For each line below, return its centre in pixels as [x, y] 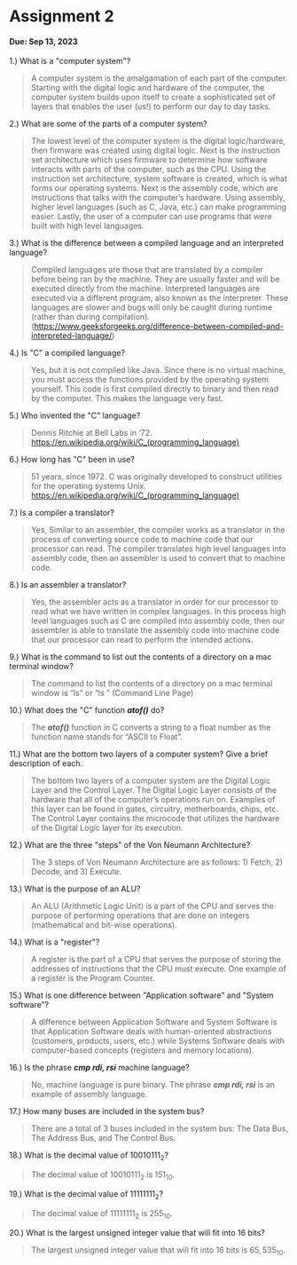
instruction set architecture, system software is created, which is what [159, 178]
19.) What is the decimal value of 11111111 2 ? [86, 1194]
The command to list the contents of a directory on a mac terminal [152, 684]
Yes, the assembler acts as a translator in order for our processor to [155, 602]
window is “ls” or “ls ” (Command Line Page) [112, 693]
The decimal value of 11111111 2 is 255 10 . [102, 1214]
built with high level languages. [87, 226]
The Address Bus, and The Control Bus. [103, 1138]
